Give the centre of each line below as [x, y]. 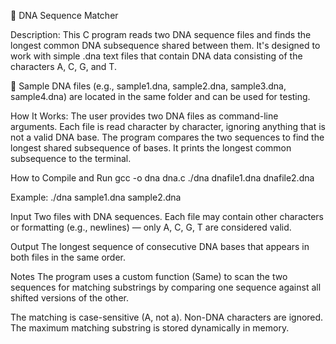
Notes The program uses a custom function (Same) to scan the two [149, 276]
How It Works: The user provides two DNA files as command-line [144, 116]
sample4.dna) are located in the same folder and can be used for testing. [160, 96]
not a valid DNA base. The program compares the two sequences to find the [167, 137]
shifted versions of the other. [69, 298]
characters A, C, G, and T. [63, 66]
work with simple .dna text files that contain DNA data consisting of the [156, 56]
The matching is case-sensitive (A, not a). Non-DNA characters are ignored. [167, 317]
